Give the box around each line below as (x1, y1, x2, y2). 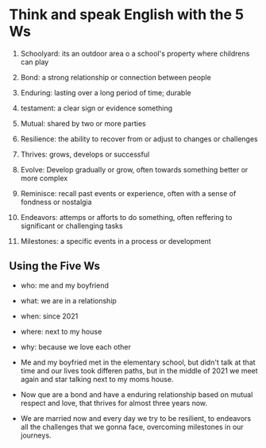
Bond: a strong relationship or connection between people (20, 72, 211, 82)
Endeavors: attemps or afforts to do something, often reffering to (20, 212, 233, 222)
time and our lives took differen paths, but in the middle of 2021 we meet (20, 365, 258, 375)
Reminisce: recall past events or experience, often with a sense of (20, 188, 237, 198)
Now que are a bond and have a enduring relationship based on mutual (20, 389, 253, 399)
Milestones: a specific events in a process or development (20, 236, 211, 245)
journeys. (20, 431, 52, 440)
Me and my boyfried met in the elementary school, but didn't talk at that (20, 357, 256, 367)
